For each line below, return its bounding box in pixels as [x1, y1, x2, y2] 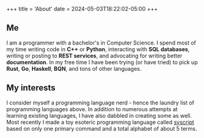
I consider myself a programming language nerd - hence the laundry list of [6, 99, 195, 106]
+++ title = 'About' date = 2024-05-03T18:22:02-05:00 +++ [6, 5, 158, 12]
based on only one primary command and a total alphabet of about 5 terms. [6, 125, 197, 132]
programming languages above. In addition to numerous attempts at [6, 105, 178, 112]
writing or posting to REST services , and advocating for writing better [6, 52, 183, 59]
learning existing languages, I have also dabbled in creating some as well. [6, 112, 192, 119]
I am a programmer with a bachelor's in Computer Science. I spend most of [6, 39, 197, 46]
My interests [6, 82, 56, 93]
